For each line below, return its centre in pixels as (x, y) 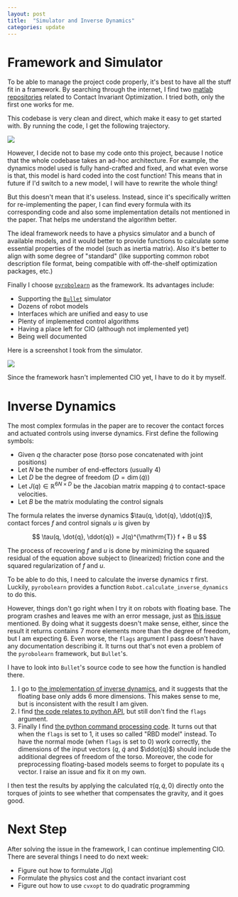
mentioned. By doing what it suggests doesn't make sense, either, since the (118, 623)
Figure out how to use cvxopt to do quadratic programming (104, 885)
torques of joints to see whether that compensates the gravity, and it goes (115, 793)
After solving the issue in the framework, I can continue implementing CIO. (116, 849)
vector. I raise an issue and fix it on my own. (82, 771)
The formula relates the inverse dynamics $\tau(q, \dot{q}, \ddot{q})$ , (110, 515)
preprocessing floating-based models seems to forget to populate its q (121, 764)
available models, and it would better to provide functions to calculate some (118, 241)
